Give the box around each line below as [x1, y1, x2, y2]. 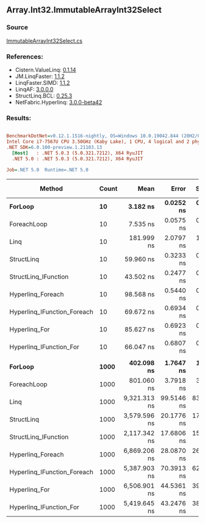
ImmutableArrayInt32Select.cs [6, 37, 83, 45]
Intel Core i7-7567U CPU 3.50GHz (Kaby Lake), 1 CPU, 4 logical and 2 [6, 139, 190, 145]
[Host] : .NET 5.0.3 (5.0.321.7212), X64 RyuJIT [12, 150, 143, 156]
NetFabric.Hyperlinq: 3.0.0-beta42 [15, 98, 103, 106]
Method [39, 184, 63, 193]
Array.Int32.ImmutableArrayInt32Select [6, 5, 162, 15]
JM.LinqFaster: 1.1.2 [15, 73, 65, 80]
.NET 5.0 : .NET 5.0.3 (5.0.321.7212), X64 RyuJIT [12, 156, 143, 162]
